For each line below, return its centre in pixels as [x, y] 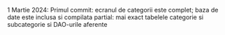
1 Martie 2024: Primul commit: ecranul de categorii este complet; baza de [113, 10]
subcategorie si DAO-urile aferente [57, 24]
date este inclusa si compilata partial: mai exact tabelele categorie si [106, 17]
